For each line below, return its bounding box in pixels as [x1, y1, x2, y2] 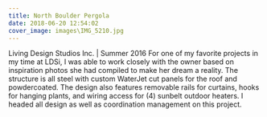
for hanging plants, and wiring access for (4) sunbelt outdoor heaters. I [8, 91, 244, 101]
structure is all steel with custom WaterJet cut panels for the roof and [8, 74, 237, 84]
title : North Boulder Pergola [8, 11, 110, 20]
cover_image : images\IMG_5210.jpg [8, 26, 125, 34]
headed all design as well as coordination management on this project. [8, 99, 243, 109]
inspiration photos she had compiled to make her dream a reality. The [8, 66, 239, 75]
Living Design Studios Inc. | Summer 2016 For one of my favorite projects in [8, 49, 259, 58]
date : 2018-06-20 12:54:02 [8, 19, 99, 27]
